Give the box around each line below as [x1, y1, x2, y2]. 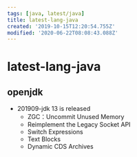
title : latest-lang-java [7, 17, 78, 23]
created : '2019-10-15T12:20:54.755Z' [7, 23, 116, 30]
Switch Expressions [27, 128, 84, 136]
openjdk [7, 86, 43, 98]
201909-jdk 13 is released [17, 105, 91, 113]
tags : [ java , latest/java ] [7, 10, 85, 17]
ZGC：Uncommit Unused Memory [27, 113, 125, 121]
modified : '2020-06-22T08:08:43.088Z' [7, 29, 118, 36]
